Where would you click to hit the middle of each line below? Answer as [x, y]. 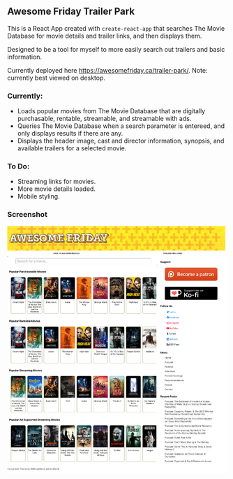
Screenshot [27, 215]
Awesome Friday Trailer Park [71, 12]
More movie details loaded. [57, 189]
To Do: [18, 166]
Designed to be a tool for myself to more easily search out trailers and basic [116, 49]
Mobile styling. [39, 196]
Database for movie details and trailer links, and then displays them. [105, 36]
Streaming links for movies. [57, 182]
